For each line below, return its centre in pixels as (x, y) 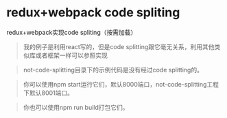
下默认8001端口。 (48, 93)
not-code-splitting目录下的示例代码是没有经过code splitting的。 (113, 70)
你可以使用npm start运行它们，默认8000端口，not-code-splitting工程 (121, 84)
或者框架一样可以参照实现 (71, 55)
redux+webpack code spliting (93, 13)
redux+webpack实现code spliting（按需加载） (72, 32)
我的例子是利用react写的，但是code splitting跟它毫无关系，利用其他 (119, 46)
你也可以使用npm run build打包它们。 (76, 107)
